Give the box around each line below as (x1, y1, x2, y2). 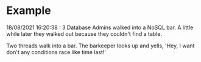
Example (6, 4, 51, 18)
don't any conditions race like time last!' (6, 48, 107, 55)
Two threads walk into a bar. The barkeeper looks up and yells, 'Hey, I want (6, 42, 195, 49)
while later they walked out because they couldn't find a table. (6, 30, 163, 37)
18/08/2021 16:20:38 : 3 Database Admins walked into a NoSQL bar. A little (6, 24, 194, 31)
